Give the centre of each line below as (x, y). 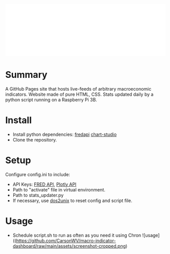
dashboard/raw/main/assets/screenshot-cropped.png (69, 246)
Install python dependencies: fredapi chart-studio (65, 134)
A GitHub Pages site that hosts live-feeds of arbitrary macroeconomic (78, 89)
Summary (26, 75)
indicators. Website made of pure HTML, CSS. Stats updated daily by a (79, 94)
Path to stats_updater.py (38, 195)
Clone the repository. (35, 139)
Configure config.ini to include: (38, 174)
